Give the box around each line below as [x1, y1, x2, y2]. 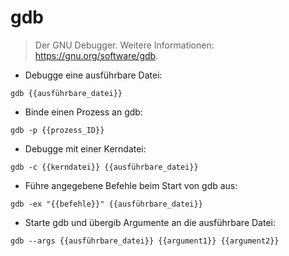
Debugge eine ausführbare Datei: [24, 69, 163, 81]
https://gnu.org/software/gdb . [34, 49, 159, 61]
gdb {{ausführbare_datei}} [10, 88, 123, 98]
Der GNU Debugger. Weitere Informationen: [34, 39, 215, 51]
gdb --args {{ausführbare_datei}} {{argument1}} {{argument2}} [10, 236, 280, 246]
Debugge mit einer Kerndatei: [24, 142, 147, 155]
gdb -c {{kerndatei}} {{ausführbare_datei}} [10, 162, 199, 172]
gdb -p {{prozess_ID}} [10, 125, 105, 135]
